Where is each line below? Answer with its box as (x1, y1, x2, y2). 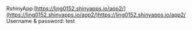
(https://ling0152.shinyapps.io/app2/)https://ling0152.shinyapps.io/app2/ (6, 11, 186, 18)
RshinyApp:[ (6, 5, 36, 12)
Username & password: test (6, 18, 75, 24)
